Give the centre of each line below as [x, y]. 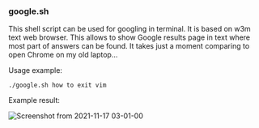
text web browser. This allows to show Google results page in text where [129, 37]
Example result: [34, 100]
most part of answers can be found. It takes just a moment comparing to [129, 46]
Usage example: [36, 70]
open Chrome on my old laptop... [63, 55]
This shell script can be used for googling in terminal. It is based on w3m [129, 29]
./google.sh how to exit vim [57, 85]
